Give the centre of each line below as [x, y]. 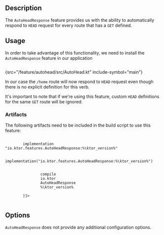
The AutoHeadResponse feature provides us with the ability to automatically [80, 20]
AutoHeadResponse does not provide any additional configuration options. [78, 227]
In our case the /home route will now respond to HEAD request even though [79, 82]
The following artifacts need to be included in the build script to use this [78, 125]
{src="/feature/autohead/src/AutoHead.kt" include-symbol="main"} [74, 72]
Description [23, 8]
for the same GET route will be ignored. [44, 101]
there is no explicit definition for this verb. [47, 87]
